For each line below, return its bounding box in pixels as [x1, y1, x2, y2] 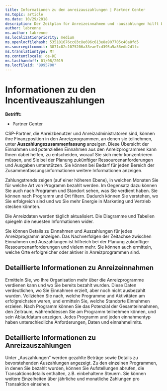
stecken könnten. [5, 203, 41, 209]
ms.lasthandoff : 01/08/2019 [5, 58, 64, 63]
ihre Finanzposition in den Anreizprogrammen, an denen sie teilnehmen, [5, 136, 153, 142]
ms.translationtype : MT [5, 49, 55, 54]
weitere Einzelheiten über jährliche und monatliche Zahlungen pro [5, 376, 140, 382]
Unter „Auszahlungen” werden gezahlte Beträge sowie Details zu [5, 354, 138, 361]
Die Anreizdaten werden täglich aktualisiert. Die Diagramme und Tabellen [5, 213, 155, 219]
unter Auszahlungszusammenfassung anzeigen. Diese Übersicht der [5, 141, 149, 147]
